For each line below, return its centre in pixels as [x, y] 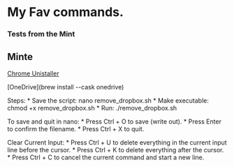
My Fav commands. [66, 12]
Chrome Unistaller [33, 73]
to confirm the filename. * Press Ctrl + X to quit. [76, 129]
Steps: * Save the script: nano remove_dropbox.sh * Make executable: [108, 100]
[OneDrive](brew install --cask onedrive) [66, 87]
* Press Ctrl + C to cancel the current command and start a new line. [106, 157]
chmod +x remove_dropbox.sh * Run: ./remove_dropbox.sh [92, 108]
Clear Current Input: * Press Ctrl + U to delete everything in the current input [117, 142]
